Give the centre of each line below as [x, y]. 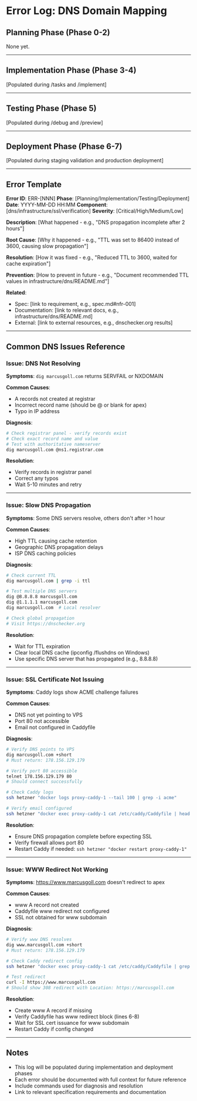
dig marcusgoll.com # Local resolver [53, 608]
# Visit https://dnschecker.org [45, 623]
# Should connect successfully [44, 782]
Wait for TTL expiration [42, 646]
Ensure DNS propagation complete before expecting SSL [83, 836]
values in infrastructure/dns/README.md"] [58, 281]
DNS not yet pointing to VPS [49, 715]
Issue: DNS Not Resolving [43, 363]
